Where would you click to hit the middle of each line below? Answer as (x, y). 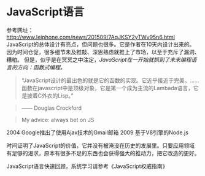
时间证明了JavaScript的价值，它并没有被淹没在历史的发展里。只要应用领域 (101, 145)
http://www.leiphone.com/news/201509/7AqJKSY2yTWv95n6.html (91, 37)
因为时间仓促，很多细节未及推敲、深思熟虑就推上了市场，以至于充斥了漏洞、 (103, 52)
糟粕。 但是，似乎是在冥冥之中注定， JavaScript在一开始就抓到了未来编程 (99, 59)
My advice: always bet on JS (58, 120)
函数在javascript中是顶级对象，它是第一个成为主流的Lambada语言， (107, 88)
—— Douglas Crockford (51, 108)
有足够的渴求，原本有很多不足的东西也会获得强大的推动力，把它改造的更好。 (103, 153)
